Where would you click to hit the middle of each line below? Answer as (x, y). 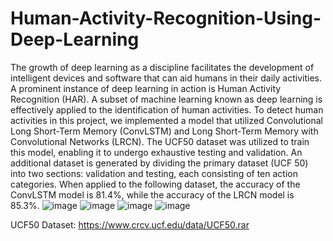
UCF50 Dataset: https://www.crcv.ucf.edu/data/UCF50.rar (130, 224)
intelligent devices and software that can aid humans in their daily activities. (166, 78)
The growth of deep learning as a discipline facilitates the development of (162, 67)
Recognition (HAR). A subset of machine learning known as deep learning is (166, 99)
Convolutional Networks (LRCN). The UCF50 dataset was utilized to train (160, 141)
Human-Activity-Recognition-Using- (166, 18)
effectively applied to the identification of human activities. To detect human (167, 109)
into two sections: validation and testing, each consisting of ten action (154, 173)
